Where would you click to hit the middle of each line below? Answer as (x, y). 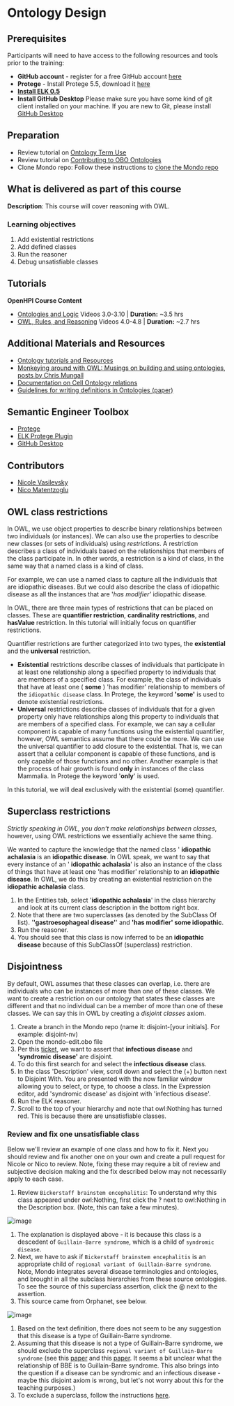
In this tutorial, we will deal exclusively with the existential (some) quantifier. (116, 789)
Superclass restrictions (59, 811)
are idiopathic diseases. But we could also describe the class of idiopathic (114, 587)
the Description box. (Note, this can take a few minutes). (98, 1207)
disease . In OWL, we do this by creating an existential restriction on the (110, 879)
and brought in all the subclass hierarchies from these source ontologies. (122, 1279)
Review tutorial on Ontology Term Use (72, 152)
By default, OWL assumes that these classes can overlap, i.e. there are (109, 983)
